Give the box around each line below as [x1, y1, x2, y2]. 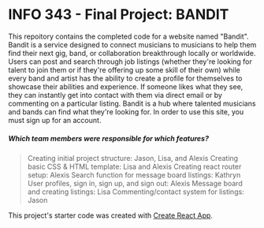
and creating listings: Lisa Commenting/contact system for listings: [27, 187, 244, 196]
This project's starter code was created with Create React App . [8, 211, 213, 220]
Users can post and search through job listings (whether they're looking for [8, 57, 252, 66]
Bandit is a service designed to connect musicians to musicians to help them [8, 39, 257, 49]
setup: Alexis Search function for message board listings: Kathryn [27, 170, 241, 179]
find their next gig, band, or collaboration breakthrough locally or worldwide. [8, 48, 256, 58]
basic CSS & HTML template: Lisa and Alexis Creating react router [27, 162, 242, 171]
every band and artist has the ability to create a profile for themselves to [8, 73, 243, 83]
